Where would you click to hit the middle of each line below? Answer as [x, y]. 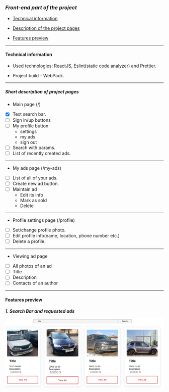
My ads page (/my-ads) [37, 168]
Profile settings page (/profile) [44, 220]
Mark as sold [33, 200]
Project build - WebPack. [38, 75]
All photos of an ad [32, 266]
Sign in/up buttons [32, 120]
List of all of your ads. [35, 178]
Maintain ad [25, 189]
